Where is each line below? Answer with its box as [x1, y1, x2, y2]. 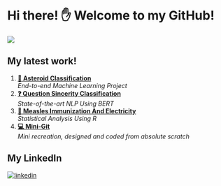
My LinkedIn [7, 152, 62, 164]
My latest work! [7, 55, 77, 67]
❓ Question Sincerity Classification [17, 89, 121, 97]
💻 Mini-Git [17, 122, 50, 130]
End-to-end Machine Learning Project [17, 81, 127, 90]
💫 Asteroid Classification [17, 73, 92, 83]
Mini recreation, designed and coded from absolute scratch [17, 132, 190, 141]
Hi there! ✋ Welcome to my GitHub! [7, 8, 215, 24]
